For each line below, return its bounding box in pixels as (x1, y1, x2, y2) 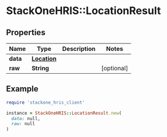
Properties (6, 28, 46, 37)
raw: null (11, 121, 35, 127)
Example (6, 84, 39, 94)
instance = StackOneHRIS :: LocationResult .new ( (6, 110, 122, 116)
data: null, (11, 115, 41, 121)
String (31, 64, 49, 72)
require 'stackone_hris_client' (6, 100, 85, 105)
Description (62, 45, 96, 53)
